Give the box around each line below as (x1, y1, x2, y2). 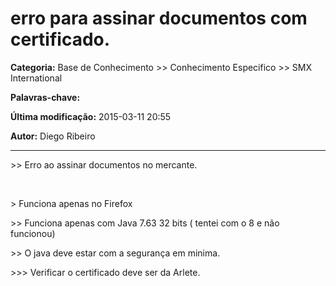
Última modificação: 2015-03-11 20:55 (10, 110, 172, 122)
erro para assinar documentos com (10, 7, 308, 30)
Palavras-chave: (10, 91, 81, 103)
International (10, 72, 63, 84)
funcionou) (10, 227, 56, 239)
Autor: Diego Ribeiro (10, 130, 96, 142)
